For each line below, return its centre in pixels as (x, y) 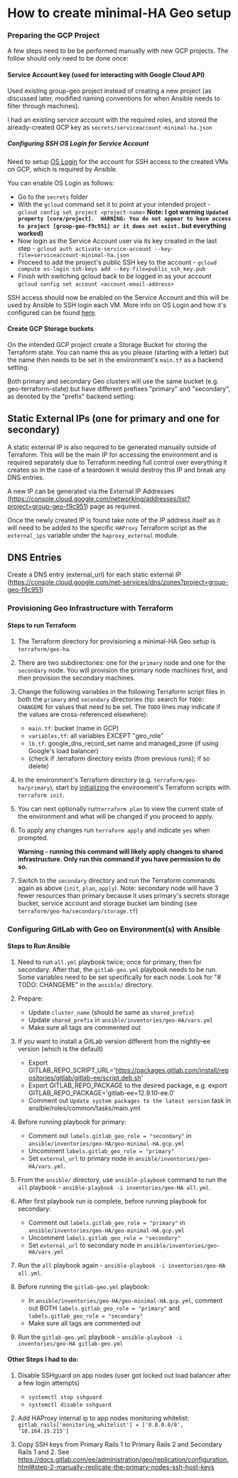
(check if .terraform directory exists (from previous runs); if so (119, 758)
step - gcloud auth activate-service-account (85, 248)
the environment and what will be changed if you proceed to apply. (115, 816)
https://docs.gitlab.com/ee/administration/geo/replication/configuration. (123, 1459)
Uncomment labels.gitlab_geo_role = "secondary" (104, 1237)
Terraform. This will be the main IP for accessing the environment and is (113, 455)
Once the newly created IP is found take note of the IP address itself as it (114, 520)
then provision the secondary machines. (76, 678)
